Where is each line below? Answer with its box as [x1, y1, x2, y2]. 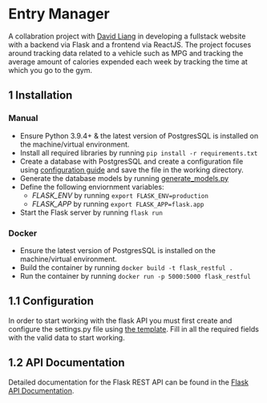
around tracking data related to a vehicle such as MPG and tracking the [8, 48, 244, 58]
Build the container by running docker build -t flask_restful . [19, 262, 233, 272]
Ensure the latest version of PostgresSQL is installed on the [19, 245, 216, 255]
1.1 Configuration [8, 294, 95, 308]
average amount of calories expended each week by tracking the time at [8, 57, 249, 66]
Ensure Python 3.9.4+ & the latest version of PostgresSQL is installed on [19, 131, 259, 140]
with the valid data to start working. [8, 332, 126, 342]
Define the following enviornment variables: [19, 182, 164, 191]
